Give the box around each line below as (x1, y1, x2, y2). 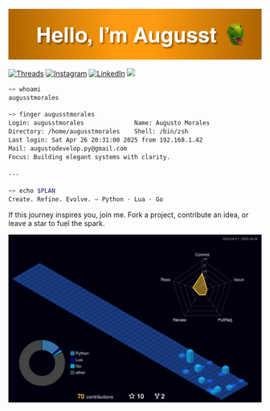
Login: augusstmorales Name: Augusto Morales (8, 119, 211, 127)
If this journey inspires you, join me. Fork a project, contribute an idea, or (8, 210, 249, 220)
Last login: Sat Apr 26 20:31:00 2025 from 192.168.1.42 (8, 136, 203, 145)
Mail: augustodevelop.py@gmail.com (8, 144, 128, 153)
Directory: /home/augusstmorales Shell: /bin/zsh (8, 128, 189, 136)
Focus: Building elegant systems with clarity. (8, 153, 171, 161)
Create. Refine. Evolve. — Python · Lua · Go (8, 195, 163, 203)
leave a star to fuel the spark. (8, 219, 105, 228)
